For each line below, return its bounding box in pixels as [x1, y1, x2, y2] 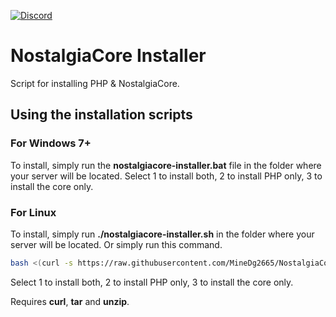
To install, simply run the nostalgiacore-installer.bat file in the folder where [10, 159, 322, 171]
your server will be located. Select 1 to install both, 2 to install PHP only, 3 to [10, 170, 323, 182]
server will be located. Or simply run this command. [10, 238, 223, 250]
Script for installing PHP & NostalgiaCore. [10, 77, 180, 89]
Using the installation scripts [10, 106, 193, 124]
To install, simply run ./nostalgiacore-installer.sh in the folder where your [10, 228, 315, 240]
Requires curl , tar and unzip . [10, 295, 130, 307]
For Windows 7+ [10, 136, 92, 150]
